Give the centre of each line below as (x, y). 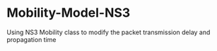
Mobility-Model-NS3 (69, 13)
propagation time (31, 39)
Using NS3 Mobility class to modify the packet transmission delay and (108, 32)
